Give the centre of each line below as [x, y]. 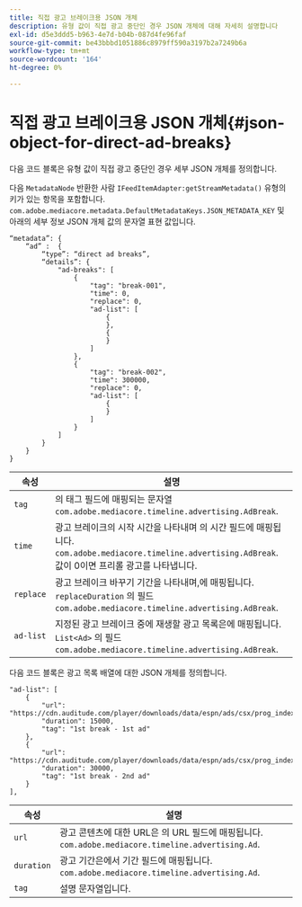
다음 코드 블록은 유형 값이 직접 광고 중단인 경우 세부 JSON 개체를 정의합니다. [143, 168]
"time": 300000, [120, 380]
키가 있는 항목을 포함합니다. [58, 199]
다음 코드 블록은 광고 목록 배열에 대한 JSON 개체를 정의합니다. [118, 672]
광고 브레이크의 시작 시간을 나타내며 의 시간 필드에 [155, 527]
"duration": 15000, [78, 721]
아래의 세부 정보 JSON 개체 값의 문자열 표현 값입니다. [102, 221]
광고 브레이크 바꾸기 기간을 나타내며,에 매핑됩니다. [155, 582]
